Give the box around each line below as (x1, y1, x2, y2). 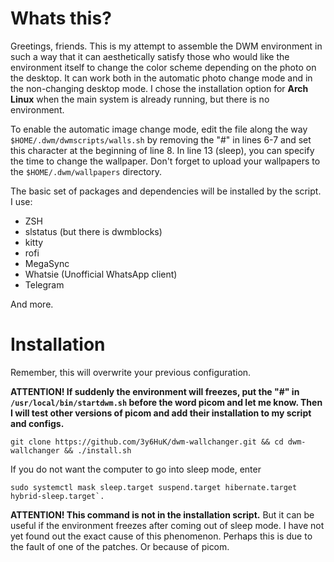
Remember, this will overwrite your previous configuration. (10, 366, 252, 378)
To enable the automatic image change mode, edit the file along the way (10, 123, 308, 135)
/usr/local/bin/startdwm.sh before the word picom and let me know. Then (10, 396, 323, 408)
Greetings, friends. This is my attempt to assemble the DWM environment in (10, 40, 323, 52)
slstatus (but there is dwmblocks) (24, 225, 163, 237)
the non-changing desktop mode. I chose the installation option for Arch (10, 82, 309, 94)
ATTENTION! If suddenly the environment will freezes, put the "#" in (10, 385, 300, 397)
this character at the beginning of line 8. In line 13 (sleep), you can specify (10, 144, 315, 156)
